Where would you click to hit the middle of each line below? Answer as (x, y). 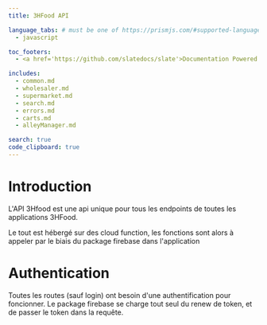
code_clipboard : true (44, 147)
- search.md (35, 103)
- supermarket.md (44, 96)
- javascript (37, 37)
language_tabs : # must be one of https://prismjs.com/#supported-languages (136, 30)
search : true (30, 140)
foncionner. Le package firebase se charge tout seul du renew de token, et (130, 303)
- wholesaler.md (42, 88)
